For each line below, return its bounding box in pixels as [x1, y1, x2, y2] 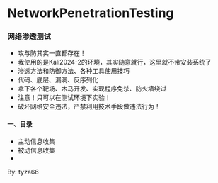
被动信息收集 [17, 145, 55, 154]
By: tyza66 [7, 167, 39, 176]
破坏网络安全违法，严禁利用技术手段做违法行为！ [17, 102, 161, 111]
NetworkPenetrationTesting [7, 5, 175, 21]
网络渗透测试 [7, 32, 52, 42]
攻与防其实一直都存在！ [17, 49, 86, 57]
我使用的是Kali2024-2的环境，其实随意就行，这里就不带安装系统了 [17, 58, 212, 67]
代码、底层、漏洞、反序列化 [17, 76, 99, 84]
